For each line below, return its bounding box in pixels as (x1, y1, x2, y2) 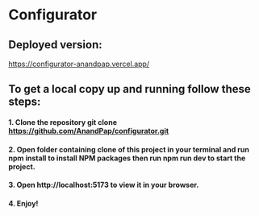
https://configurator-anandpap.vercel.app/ (8, 59, 150, 69)
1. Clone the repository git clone (8, 117, 117, 127)
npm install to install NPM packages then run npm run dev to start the (8, 153, 246, 163)
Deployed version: (8, 38, 102, 52)
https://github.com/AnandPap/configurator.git (8, 126, 169, 135)
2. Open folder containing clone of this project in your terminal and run (8, 144, 250, 154)
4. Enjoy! (8, 198, 39, 208)
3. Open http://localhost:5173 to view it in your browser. (8, 180, 199, 190)
